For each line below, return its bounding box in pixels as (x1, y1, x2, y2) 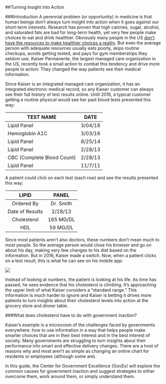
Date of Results (7, 208, 43, 215)
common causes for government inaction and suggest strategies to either (5, 368, 155, 374)
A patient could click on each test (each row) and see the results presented (5, 175, 158, 181)
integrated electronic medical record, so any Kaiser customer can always (5, 86, 154, 92)
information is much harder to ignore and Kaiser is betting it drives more (5, 292, 152, 298)
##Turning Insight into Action (5, 4, 64, 10)
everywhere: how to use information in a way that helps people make (5, 327, 146, 333)
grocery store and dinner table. (5, 303, 69, 308)
